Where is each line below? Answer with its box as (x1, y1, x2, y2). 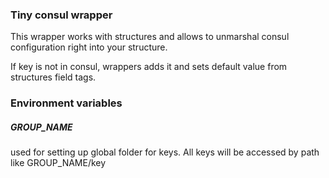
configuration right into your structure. (10, 41, 168, 53)
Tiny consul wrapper (10, 8, 113, 22)
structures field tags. (10, 71, 97, 83)
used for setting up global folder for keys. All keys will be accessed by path (10, 146, 320, 158)
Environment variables (10, 96, 123, 110)
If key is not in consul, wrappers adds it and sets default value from (10, 61, 288, 73)
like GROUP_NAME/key (10, 157, 107, 169)
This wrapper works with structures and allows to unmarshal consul (10, 31, 290, 43)
